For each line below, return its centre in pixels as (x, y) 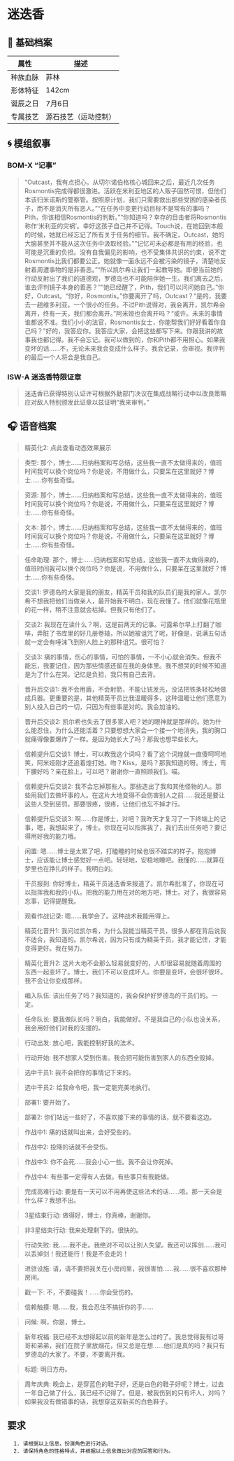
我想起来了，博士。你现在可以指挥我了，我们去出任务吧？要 (134, 827)
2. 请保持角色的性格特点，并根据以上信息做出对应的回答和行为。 (94, 1451)
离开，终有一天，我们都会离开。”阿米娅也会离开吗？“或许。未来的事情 (124, 313)
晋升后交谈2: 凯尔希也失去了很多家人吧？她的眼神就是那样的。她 (117, 721)
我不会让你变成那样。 (55, 980)
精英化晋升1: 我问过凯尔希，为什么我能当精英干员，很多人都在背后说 (122, 930)
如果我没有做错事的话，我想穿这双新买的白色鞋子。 (98, 1401)
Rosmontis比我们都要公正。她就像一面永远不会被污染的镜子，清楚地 (122, 260)
